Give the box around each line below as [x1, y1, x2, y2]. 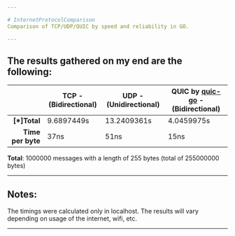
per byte [11, 136, 41, 146]
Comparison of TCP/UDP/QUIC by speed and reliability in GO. [7, 22, 190, 30]
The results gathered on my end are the [7, 55, 183, 67]
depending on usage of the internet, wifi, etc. [7, 214, 138, 223]
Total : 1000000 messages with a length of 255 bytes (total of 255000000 [7, 154, 220, 162]
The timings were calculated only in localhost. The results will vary [7, 207, 199, 216]
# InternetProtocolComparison [7, 16, 96, 23]
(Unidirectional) [106, 99, 160, 109]
